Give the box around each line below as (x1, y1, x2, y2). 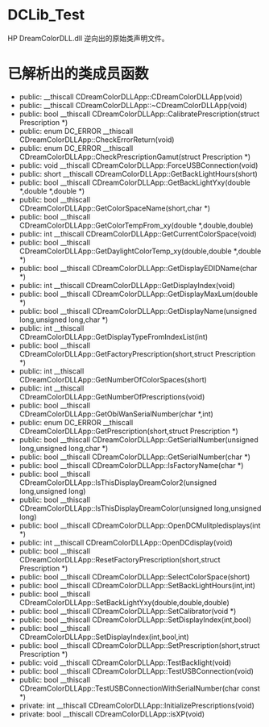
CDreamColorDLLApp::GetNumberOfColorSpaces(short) (19, 374, 207, 384)
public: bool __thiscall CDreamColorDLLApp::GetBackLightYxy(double (19, 178, 251, 187)
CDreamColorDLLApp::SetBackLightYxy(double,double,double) (19, 597, 230, 607)
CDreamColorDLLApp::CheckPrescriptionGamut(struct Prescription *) (19, 152, 251, 161)
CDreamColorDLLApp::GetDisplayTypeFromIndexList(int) (19, 332, 209, 341)
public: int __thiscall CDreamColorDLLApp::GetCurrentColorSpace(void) (19, 228, 257, 239)
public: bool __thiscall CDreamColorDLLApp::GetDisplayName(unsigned (19, 306, 257, 315)
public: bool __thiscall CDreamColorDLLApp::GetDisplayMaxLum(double (19, 289, 259, 299)
